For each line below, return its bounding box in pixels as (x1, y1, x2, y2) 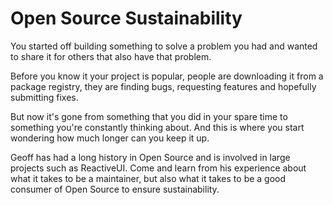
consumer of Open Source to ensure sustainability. (10, 183, 220, 195)
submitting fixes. (10, 91, 79, 103)
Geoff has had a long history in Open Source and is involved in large (10, 151, 291, 163)
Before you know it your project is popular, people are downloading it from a (10, 70, 324, 82)
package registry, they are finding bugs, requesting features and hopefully (10, 80, 317, 92)
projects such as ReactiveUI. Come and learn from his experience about (10, 162, 307, 174)
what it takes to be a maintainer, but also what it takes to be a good (10, 172, 287, 184)
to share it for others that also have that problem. (10, 50, 212, 62)
